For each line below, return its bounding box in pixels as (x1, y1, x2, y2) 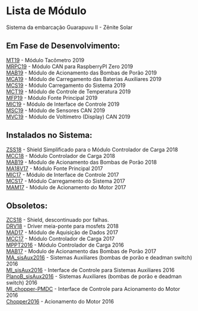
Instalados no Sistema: (6, 130, 92, 140)
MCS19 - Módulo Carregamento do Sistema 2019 (6, 82, 126, 89)
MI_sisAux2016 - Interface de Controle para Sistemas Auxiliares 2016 (6, 267, 175, 274)
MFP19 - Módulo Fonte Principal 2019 (6, 94, 98, 101)
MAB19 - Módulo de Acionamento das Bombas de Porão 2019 (6, 69, 157, 76)
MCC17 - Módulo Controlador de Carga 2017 (6, 235, 115, 242)
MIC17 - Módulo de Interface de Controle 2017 (6, 171, 119, 178)
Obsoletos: (6, 200, 48, 210)
